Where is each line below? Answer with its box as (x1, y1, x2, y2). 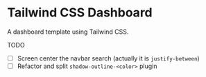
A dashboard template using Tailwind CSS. (7, 27, 129, 36)
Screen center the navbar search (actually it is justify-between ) (17, 54, 200, 63)
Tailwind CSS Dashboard (7, 5, 153, 21)
